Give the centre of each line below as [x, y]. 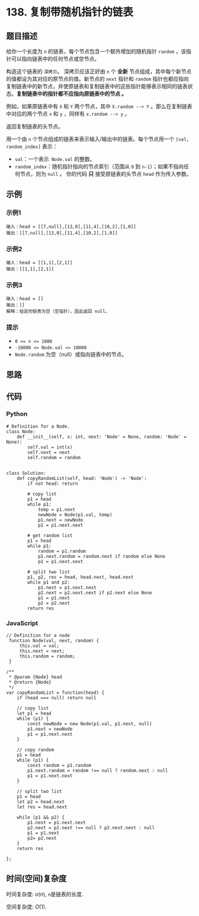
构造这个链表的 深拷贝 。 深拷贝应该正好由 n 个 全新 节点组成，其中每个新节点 [99, 71]
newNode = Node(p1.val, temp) [75, 514]
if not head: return [53, 484]
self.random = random [54, 457]
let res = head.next [42, 807]
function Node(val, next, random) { [54, 640]
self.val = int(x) [50, 447]
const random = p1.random [60, 765]
